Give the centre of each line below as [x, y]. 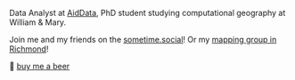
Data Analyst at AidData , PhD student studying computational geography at [147, 13]
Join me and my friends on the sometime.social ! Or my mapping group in [143, 40]
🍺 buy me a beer [40, 66]
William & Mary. [38, 22]
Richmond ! [29, 49]
